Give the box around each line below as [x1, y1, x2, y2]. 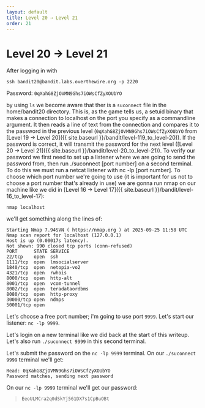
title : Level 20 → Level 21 [6, 15, 78, 21]
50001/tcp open [6, 302, 45, 308]
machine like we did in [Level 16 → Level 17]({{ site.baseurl [6, 186, 154, 194]
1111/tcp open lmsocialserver [6, 259, 89, 265]
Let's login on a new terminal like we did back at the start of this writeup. [6, 331, 190, 339]
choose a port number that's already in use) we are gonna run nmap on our [6, 179, 196, 187]
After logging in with [6, 67, 58, 74]
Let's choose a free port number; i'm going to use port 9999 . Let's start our [6, 313, 195, 320]
